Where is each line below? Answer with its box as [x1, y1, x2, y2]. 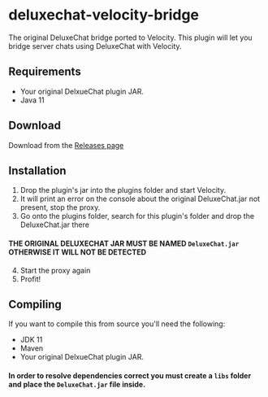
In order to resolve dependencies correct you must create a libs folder [8, 370, 252, 380]
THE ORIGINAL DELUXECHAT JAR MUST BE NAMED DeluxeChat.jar [8, 238, 240, 248]
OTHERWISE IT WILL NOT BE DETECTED [8, 246, 147, 257]
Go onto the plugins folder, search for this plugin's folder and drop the [19, 212, 254, 221]
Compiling [8, 297, 63, 311]
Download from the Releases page [8, 140, 124, 150]
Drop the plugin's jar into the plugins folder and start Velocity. [19, 185, 226, 195]
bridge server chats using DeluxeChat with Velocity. [8, 41, 182, 50]
